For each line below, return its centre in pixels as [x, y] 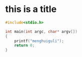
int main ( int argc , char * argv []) [42, 31]
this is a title [31, 9]
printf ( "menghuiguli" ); [39, 41]
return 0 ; [25, 45]
